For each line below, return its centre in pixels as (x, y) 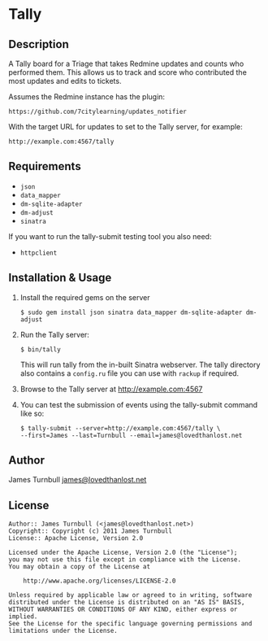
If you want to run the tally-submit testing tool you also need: (110, 236)
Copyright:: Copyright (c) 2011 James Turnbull (91, 531)
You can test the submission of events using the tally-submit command (139, 404)
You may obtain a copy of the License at (80, 567)
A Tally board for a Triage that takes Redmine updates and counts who (126, 63)
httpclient (39, 253)
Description (39, 44)
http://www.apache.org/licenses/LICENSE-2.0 (99, 581)
